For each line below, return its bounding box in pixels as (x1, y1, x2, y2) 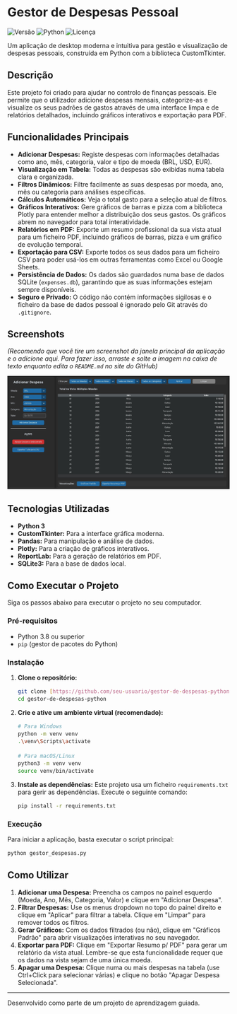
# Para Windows (17, 723, 63, 730)
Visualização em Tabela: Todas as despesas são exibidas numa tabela (17, 165, 224, 173)
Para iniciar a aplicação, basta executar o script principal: (7, 835, 174, 844)
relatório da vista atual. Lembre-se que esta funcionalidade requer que (17, 948, 224, 957)
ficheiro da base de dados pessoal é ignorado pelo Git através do (17, 300, 208, 308)
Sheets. (17, 262, 40, 271)
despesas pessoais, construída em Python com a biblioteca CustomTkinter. (7, 49, 226, 57)
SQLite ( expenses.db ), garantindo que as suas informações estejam (17, 277, 213, 286)
